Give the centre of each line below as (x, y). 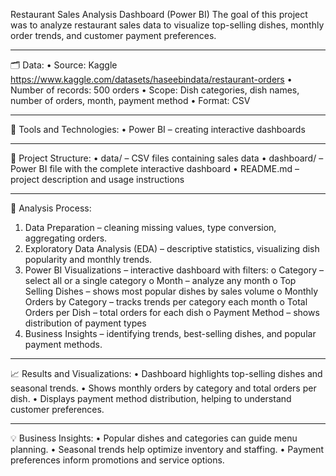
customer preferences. (57, 409)
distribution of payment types (85, 323)
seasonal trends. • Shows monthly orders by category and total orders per (163, 388)
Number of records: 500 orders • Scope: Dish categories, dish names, (155, 90)
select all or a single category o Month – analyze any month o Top (160, 280)
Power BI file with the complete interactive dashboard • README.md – (155, 168)
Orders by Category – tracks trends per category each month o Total (166, 302)
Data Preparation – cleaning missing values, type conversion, (150, 227)
